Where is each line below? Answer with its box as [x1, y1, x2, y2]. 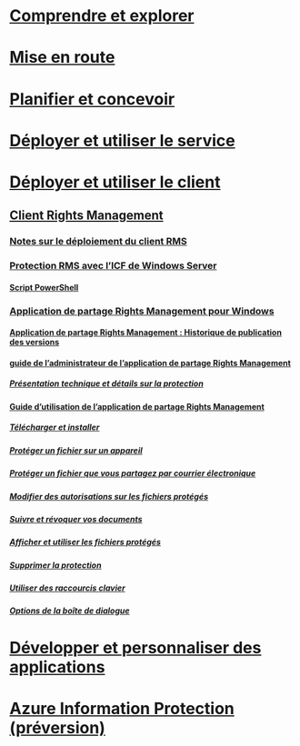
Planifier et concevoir [9, 88, 175, 109]
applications [9, 656, 105, 677]
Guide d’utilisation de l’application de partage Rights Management [9, 401, 265, 412]
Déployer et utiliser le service [9, 130, 235, 151]
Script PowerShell [9, 282, 79, 293]
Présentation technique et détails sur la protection [9, 378, 205, 389]
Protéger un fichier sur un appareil [9, 444, 143, 455]
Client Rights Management [9, 208, 164, 224]
